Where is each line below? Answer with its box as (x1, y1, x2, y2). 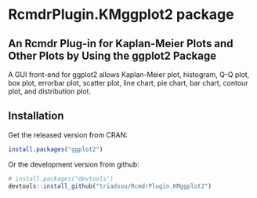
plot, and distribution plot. (8, 86, 92, 96)
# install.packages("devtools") (8, 174, 114, 182)
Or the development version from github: (8, 159, 139, 169)
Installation (8, 109, 64, 123)
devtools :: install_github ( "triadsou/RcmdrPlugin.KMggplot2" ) (8, 182, 212, 190)
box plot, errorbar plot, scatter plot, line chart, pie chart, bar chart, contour (8, 79, 248, 87)
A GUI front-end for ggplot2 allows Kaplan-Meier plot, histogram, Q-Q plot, (8, 70, 250, 79)
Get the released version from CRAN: (8, 130, 128, 139)
